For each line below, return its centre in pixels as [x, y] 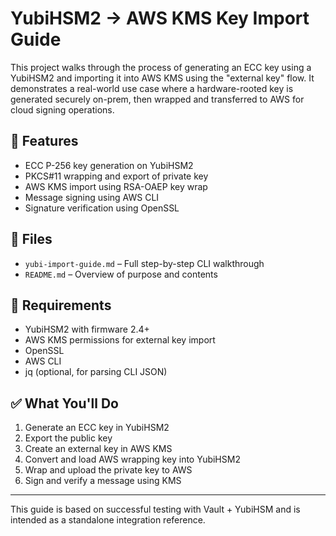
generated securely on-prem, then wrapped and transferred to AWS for [157, 99]
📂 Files [31, 239]
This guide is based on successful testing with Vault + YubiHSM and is [155, 509]
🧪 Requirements [61, 305]
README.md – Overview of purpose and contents [121, 274]
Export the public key [68, 438]
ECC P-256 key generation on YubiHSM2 [109, 165]
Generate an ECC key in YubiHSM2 [97, 428]
